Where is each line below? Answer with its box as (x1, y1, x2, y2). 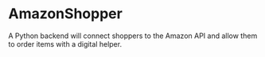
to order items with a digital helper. (8, 39, 122, 48)
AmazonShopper (8, 5, 123, 23)
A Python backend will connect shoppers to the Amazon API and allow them (8, 31, 258, 40)
